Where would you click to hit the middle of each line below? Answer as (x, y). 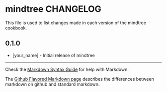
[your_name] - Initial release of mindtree (54, 55)
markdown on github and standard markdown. (52, 84)
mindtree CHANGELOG (53, 9)
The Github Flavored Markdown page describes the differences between (80, 79)
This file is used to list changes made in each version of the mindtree (76, 23)
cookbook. (16, 28)
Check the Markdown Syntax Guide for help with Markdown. (67, 69)
